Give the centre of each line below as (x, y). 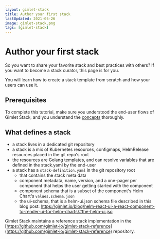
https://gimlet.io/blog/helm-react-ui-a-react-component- (98, 206)
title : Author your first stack (38, 14)
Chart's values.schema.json (47, 196)
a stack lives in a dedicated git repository (53, 144)
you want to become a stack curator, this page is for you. (62, 71)
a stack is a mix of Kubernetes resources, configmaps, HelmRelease (80, 149)
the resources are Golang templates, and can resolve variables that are (83, 160)
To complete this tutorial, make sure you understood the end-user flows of (80, 112)
